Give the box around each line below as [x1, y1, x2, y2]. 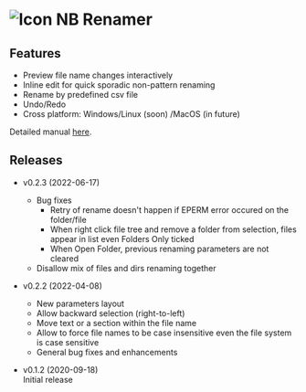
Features [9, 46, 61, 61]
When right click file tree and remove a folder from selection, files [49, 224, 297, 235]
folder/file [49, 214, 87, 225]
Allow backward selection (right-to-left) [36, 307, 185, 319]
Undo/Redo [22, 99, 67, 110]
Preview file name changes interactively [22, 69, 174, 80]
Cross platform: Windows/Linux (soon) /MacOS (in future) [22, 109, 240, 119]
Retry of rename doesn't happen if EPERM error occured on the [49, 204, 290, 215]
